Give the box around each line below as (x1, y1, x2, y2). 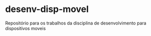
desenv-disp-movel (5, 3, 89, 15)
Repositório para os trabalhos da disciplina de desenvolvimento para (5, 20, 146, 26)
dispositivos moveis (5, 25, 46, 31)
